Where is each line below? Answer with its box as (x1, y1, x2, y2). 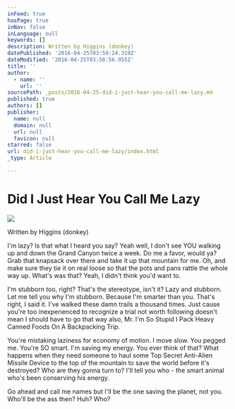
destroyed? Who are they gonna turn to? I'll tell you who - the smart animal (7, 366, 224, 374)
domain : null (13, 121, 52, 129)
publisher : (7, 109, 40, 116)
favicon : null (13, 135, 55, 142)
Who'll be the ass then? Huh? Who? (7, 394, 111, 403)
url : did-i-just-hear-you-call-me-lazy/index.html (7, 148, 159, 155)
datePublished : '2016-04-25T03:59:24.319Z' (7, 50, 138, 57)
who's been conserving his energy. (7, 373, 109, 381)
